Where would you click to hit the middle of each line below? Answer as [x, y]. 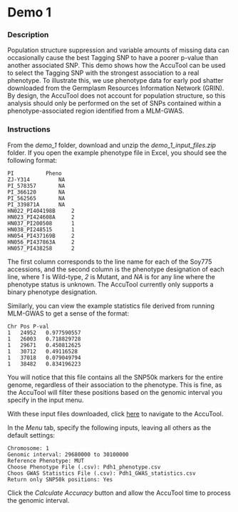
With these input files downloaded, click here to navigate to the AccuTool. [115, 413]
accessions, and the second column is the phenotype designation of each [116, 269]
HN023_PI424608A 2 [41, 217]
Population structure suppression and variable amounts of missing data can [118, 50]
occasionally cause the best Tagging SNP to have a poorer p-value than [113, 58]
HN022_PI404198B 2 [41, 211]
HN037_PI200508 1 [41, 223]
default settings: [31, 435]
